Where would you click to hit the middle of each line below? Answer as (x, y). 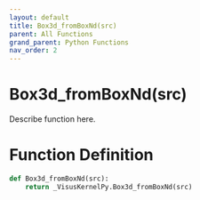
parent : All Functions (51, 34)
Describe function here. (52, 119)
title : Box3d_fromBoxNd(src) (63, 26)
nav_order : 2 (33, 51)
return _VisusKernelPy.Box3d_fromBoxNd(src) (109, 187)
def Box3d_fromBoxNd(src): (59, 179)
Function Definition (81, 155)
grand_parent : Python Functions (69, 42)
